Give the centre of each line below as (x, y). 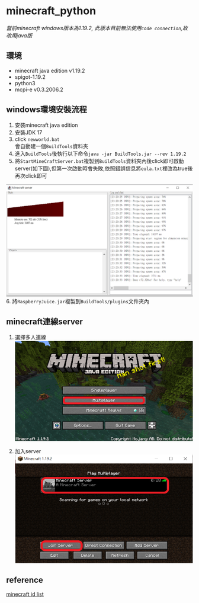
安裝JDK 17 (28, 132)
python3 (25, 83)
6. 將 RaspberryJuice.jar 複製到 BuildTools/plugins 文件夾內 (78, 301)
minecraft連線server (44, 322)
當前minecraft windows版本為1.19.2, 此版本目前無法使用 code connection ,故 (97, 28)
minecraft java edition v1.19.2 (50, 70)
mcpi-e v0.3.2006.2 (39, 89)
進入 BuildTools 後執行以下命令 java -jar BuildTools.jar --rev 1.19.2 (100, 153)
